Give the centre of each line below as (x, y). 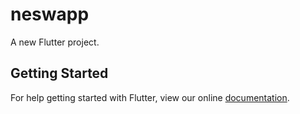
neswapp (50, 14)
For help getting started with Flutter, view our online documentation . (150, 97)
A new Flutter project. (55, 42)
